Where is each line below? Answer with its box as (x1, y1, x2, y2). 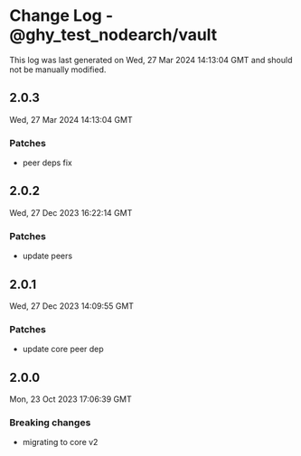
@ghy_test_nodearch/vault (9, 24, 218, 45)
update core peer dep (22, 344, 104, 355)
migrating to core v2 (22, 437, 99, 448)
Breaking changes (9, 416, 91, 429)
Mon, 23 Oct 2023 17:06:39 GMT (9, 394, 133, 405)
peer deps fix (22, 157, 72, 168)
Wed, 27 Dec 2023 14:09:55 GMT (9, 300, 134, 312)
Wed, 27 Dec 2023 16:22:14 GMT (9, 207, 133, 218)
